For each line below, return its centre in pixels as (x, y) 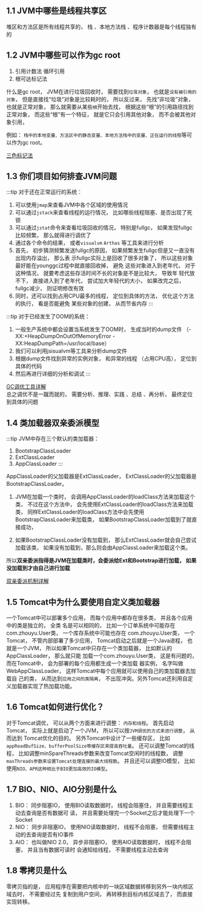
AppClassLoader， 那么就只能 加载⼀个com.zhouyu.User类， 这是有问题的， (102, 656)
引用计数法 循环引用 (40, 71)
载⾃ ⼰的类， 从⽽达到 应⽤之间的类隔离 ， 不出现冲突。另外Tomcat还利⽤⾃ (97, 678)
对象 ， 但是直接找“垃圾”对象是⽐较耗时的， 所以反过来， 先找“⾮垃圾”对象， (100, 99)
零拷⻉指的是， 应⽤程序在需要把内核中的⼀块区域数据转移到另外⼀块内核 (97, 886)
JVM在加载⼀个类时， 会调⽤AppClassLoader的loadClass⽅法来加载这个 (105, 497)
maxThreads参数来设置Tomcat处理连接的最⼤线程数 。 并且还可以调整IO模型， (95, 760)
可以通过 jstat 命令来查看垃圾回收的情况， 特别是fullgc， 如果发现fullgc (104, 228)
